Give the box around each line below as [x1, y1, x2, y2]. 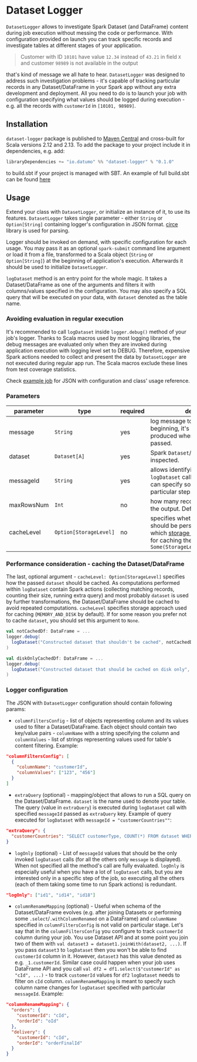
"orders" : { [11, 1007, 41, 1013]
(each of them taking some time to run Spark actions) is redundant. [14, 881, 177, 888]
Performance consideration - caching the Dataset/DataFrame [6, 560, 185, 568]
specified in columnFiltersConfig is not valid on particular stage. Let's [14, 921, 184, 928]
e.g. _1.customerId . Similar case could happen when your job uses [14, 959, 175, 966]
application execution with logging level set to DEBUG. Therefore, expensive [6, 347, 191, 354]
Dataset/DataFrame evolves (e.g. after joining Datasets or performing [14, 909, 182, 916]
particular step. [150, 488, 192, 496]
